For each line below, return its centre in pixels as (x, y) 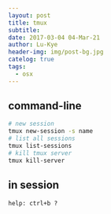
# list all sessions (42, 138)
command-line (45, 106)
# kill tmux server (40, 153)
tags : (17, 67)
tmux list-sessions (40, 146)
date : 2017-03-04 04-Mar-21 (54, 37)
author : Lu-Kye (33, 45)
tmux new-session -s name (50, 131)
